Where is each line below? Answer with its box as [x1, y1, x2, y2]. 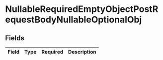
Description [68, 49, 97, 55]
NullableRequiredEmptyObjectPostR [5, 3, 159, 15]
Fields [5, 34, 25, 42]
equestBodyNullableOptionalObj [5, 14, 142, 25]
